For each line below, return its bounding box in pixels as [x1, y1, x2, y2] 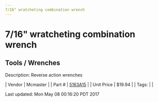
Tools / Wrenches [5, 59, 61, 67]
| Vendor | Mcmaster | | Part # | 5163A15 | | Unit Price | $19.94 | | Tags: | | [5, 81, 154, 87]
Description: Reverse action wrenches [5, 72, 83, 78]
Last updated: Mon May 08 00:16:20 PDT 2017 [5, 91, 100, 97]
